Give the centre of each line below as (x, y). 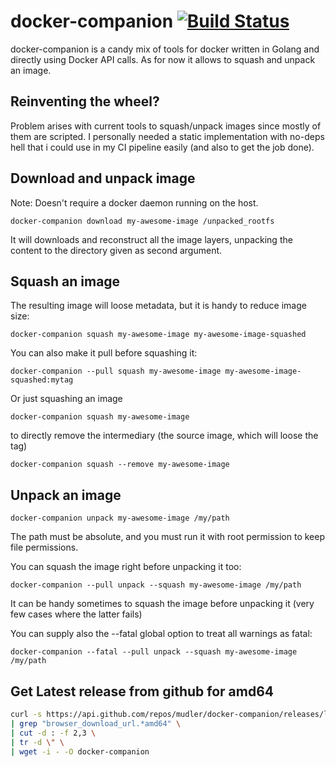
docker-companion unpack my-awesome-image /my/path (120, 518)
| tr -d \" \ (37, 742)
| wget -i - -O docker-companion (80, 751)
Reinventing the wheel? (85, 101)
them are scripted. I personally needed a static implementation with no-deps (167, 136)
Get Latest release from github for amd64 (142, 691)
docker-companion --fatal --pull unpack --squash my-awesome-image (154, 652)
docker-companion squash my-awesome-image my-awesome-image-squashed (158, 335)
